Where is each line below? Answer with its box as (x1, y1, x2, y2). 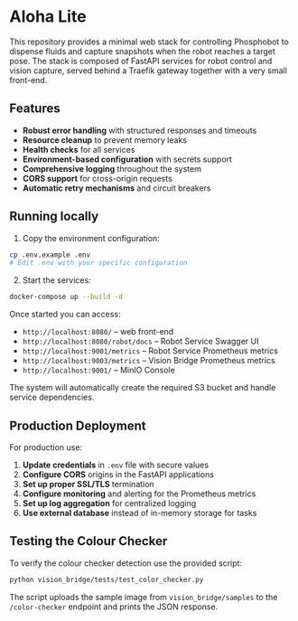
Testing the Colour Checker (9, 533, 168, 549)
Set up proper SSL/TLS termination (22, 479, 155, 489)
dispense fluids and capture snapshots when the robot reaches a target (9, 45, 275, 56)
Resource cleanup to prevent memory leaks (22, 134, 188, 146)
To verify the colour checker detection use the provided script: (9, 558, 242, 569)
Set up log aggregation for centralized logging (22, 498, 197, 508)
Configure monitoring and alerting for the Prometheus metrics (22, 488, 256, 499)
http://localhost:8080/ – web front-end (22, 326, 174, 337)
